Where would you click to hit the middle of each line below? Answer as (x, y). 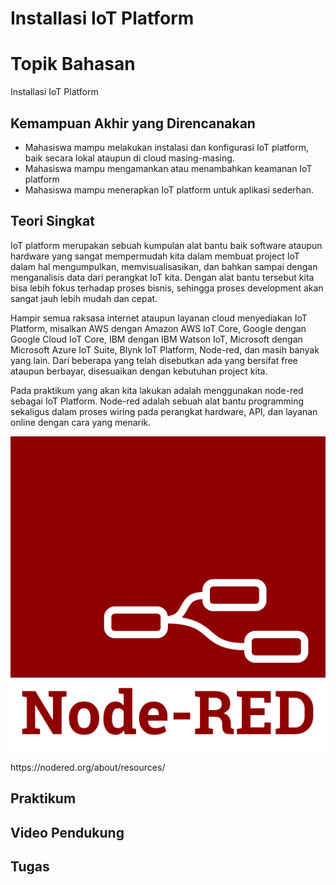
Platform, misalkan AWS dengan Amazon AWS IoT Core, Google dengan (158, 328)
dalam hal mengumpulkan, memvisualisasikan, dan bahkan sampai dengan (164, 266)
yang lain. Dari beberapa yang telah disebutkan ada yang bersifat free (154, 360)
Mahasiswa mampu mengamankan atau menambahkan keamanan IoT (168, 168)
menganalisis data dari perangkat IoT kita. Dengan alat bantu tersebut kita (162, 277)
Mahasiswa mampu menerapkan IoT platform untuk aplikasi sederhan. (169, 189)
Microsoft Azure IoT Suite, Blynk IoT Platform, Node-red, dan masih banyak (165, 349)
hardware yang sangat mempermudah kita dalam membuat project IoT (155, 256)
